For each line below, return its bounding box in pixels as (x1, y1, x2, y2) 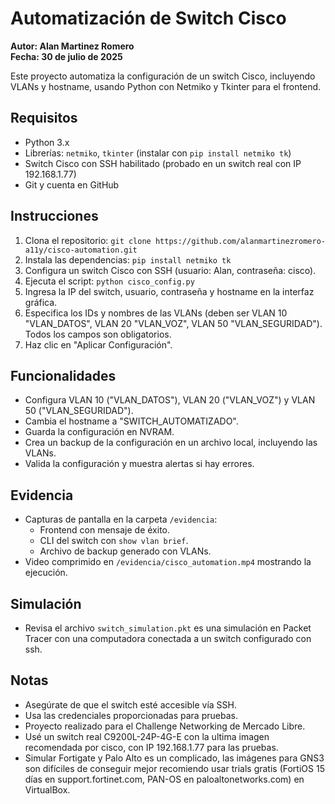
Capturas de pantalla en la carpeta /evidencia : (24, 513, 218, 526)
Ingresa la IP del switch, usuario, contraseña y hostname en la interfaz (24, 285, 315, 297)
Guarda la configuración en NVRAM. (24, 426, 175, 438)
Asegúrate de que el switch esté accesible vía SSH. (24, 698, 237, 711)
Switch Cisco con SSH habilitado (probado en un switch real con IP (24, 157, 302, 169)
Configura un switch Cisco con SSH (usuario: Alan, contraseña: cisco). (24, 264, 317, 276)
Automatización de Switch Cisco (10, 7, 287, 30)
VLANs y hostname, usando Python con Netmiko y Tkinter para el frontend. (10, 80, 322, 92)
